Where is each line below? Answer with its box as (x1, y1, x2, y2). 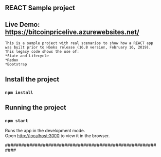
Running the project (5, 103, 67, 111)
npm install (5, 90, 34, 95)
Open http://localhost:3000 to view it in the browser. (5, 133, 110, 139)
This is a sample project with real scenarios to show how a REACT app (5, 41, 153, 46)
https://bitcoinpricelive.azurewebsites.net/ (5, 28, 140, 36)
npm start (5, 118, 28, 123)
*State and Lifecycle (5, 53, 49, 59)
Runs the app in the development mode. (5, 128, 85, 134)
